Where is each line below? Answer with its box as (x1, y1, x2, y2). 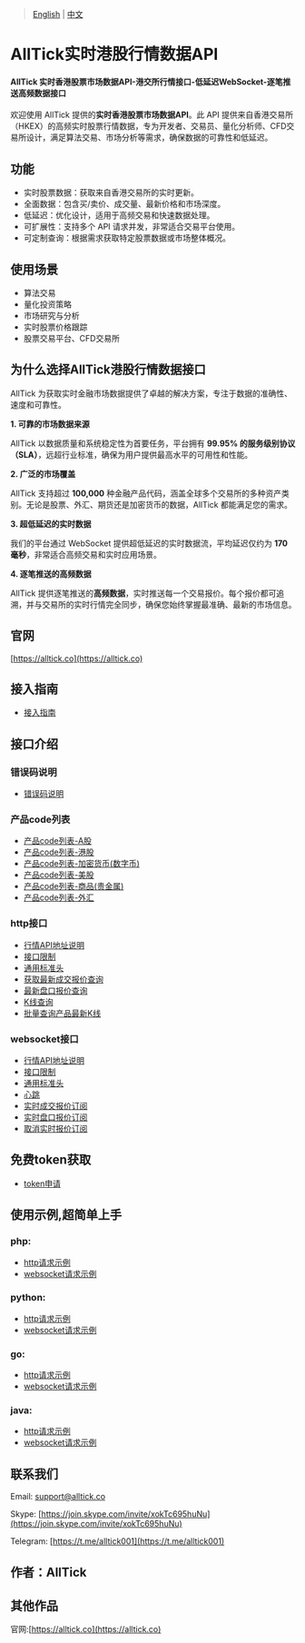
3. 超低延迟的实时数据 (10, 518, 92, 530)
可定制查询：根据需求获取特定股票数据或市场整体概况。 (23, 233, 231, 243)
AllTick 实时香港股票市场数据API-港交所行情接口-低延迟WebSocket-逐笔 (10, 76, 283, 87)
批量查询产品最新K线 (23, 1007, 102, 1018)
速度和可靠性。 (10, 399, 66, 410)
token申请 (23, 1178, 62, 1189)
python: (10, 1292, 46, 1304)
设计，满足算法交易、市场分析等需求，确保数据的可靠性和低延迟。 (25, 132, 273, 144)
